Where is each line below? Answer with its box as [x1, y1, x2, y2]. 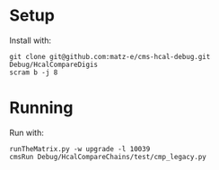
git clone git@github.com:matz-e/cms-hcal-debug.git [9, 52, 211, 61]
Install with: [9, 35, 52, 46]
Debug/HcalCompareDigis [9, 60, 99, 69]
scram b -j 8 [9, 68, 58, 77]
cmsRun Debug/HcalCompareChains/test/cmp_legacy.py [9, 152, 206, 161]
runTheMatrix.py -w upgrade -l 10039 [9, 144, 151, 153]
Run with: [9, 127, 45, 138]
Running [9, 98, 74, 118]
